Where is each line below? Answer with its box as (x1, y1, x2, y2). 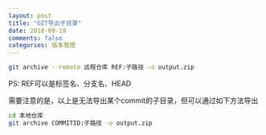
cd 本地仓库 (8, 112, 44, 120)
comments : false (8, 34, 63, 42)
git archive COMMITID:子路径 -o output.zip (8, 119, 153, 127)
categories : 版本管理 (8, 42, 76, 50)
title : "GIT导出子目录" (8, 19, 82, 27)
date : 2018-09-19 (8, 26, 67, 34)
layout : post (8, 11, 52, 20)
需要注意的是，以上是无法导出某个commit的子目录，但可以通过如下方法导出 (8, 96, 259, 105)
